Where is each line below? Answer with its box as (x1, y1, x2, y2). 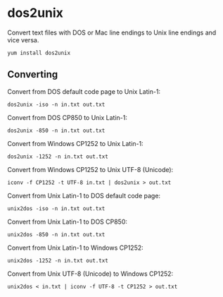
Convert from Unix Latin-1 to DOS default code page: (7, 191, 160, 200)
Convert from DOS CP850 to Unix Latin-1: (7, 113, 128, 121)
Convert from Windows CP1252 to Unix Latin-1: (7, 139, 144, 147)
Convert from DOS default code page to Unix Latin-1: (7, 87, 160, 96)
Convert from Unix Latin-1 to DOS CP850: (7, 217, 128, 226)
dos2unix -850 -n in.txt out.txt (7, 127, 106, 134)
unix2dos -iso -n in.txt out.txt (7, 205, 106, 212)
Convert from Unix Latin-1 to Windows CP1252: (7, 243, 144, 252)
